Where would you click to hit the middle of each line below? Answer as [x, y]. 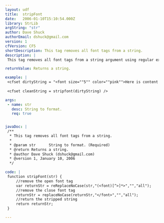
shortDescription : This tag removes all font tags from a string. [74, 50]
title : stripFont [24, 14]
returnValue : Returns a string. [38, 69]
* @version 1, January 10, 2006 [42, 159]
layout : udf [17, 10]
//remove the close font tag [46, 190]
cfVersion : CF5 [20, 46]
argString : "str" [23, 28]
